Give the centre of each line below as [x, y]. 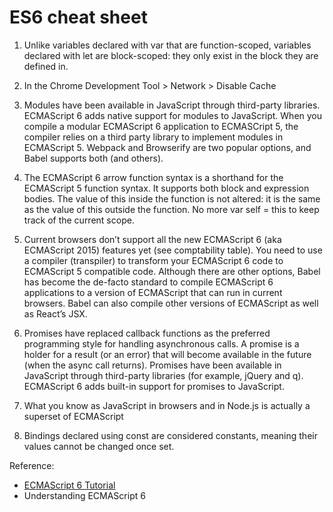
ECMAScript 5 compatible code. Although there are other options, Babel [172, 271]
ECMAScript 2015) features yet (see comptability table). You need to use [173, 250]
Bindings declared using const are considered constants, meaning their [170, 435]
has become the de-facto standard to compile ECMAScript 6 [148, 282]
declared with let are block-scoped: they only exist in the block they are [171, 55]
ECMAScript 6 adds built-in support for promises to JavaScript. [154, 386]
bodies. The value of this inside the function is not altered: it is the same [172, 198]
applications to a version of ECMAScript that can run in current [153, 292]
